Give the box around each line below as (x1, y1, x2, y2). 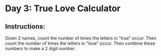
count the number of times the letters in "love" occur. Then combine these (5, 40, 156, 46)
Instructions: (5, 22, 46, 31)
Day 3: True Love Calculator (5, 3, 121, 14)
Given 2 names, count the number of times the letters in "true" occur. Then (5, 35, 157, 41)
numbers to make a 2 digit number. (5, 46, 76, 51)
